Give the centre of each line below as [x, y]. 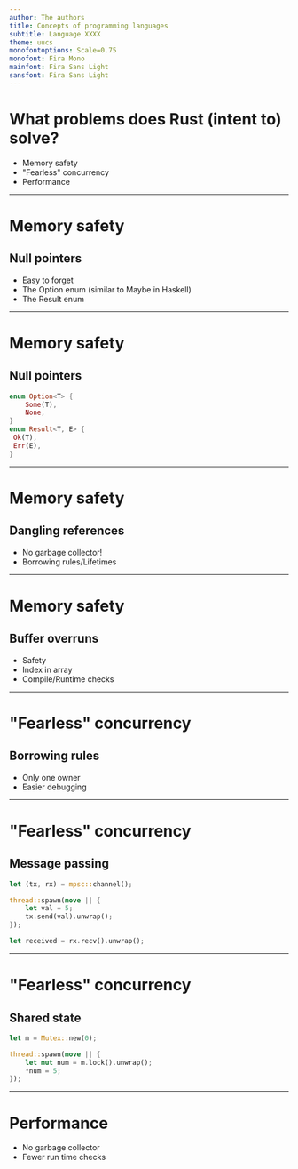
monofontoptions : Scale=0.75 [63, 51]
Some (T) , [41, 404]
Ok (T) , [25, 438]
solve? [34, 138]
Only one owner [51, 777]
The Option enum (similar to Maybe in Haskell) [107, 289]
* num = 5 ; [43, 1071]
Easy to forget [47, 280]
